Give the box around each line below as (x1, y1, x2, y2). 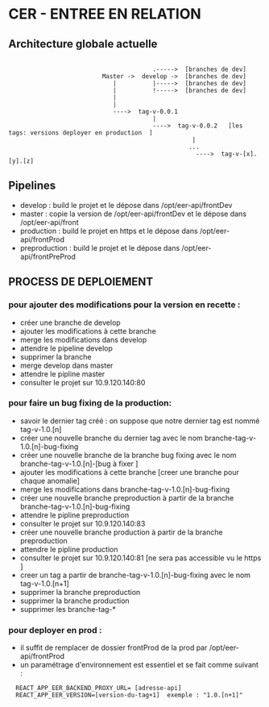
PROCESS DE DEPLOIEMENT (8, 275, 154, 289)
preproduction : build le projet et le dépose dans (19, 243, 180, 252)
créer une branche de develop (19, 318, 121, 327)
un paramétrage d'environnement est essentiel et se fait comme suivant (19, 660, 259, 670)
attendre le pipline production (19, 544, 118, 554)
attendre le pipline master (19, 368, 106, 379)
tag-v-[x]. (221, 150, 258, 158)
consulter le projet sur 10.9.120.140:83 (19, 518, 146, 528)
